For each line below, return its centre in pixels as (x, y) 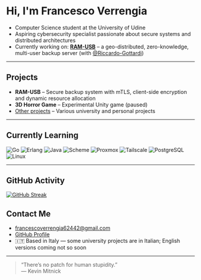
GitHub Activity (36, 180)
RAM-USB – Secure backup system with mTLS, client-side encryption (101, 92)
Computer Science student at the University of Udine (80, 28)
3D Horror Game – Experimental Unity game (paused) (81, 104)
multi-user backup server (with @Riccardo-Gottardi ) (79, 53)
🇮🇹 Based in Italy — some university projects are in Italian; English (98, 241)
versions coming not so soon (51, 248)
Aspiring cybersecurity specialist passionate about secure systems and (103, 34)
